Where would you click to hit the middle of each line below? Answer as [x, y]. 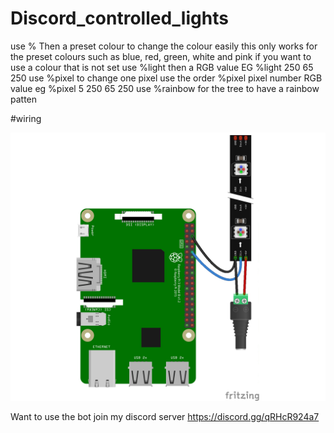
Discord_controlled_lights [119, 18]
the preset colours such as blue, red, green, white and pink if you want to [161, 56]
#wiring [26, 118]
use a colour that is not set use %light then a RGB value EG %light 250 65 [162, 67]
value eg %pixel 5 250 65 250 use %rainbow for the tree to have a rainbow [165, 88]
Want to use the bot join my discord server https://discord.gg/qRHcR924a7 [165, 417]
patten [24, 99]
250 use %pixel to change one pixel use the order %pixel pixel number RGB [166, 78]
